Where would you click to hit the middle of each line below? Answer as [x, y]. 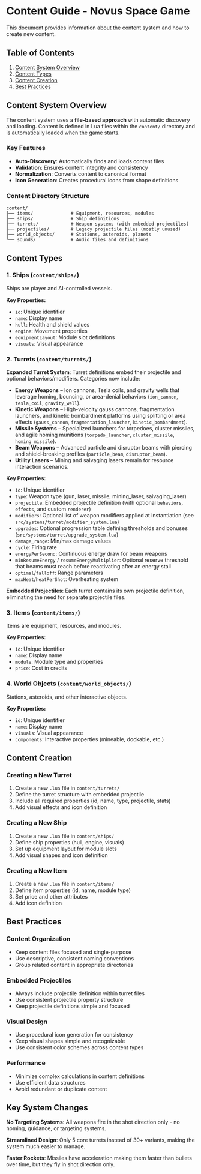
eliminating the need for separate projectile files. [66, 597]
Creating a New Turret [39, 775]
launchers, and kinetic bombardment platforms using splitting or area [100, 416]
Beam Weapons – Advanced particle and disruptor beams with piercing [103, 448]
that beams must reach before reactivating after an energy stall [93, 567]
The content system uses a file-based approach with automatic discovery [98, 120]
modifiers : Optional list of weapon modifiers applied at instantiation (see [104, 516]
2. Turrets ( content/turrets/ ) [49, 359]
